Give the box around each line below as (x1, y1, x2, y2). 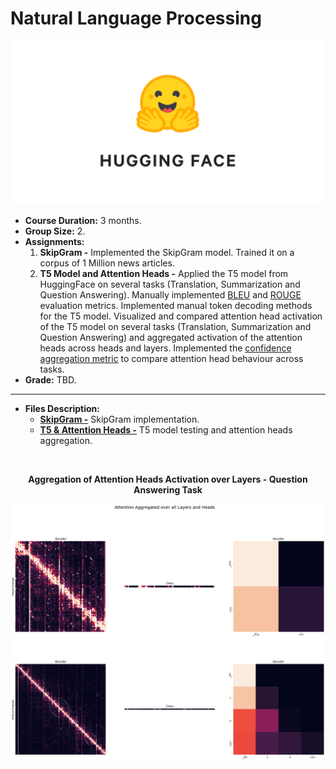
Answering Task (133, 483, 203, 496)
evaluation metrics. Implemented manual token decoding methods (39, 299, 313, 311)
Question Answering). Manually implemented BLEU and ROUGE (39, 288, 302, 301)
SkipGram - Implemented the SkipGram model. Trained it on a (39, 246, 295, 258)
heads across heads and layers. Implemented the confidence (39, 342, 292, 354)
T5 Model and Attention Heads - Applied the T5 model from (39, 267, 289, 279)
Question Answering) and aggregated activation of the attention (39, 331, 303, 343)
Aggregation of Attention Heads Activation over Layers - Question (28, 473, 308, 485)
